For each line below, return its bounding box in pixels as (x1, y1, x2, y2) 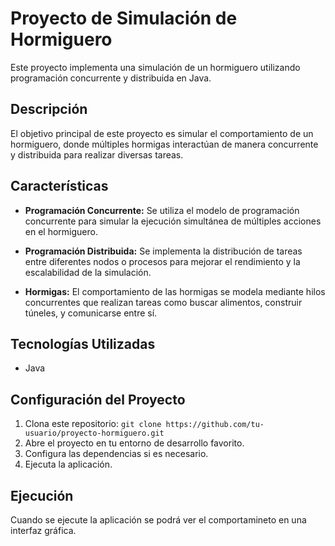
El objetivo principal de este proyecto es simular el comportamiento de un (10, 127, 314, 139)
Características (10, 178, 109, 195)
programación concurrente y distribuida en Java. (10, 72, 212, 84)
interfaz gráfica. (10, 525, 77, 536)
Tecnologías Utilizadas (10, 335, 156, 352)
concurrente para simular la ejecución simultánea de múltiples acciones (24, 215, 322, 227)
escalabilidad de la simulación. (24, 266, 152, 278)
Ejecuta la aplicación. (24, 458, 113, 471)
